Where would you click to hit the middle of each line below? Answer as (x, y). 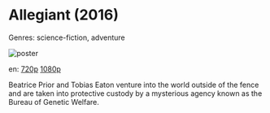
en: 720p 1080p (35, 69)
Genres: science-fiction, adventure (67, 37)
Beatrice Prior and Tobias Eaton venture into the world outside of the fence (134, 85)
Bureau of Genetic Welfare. (54, 102)
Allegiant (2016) (64, 15)
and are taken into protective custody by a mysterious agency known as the (135, 93)
